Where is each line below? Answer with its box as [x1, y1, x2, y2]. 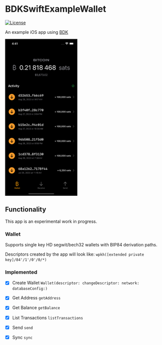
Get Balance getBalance [12, 305, 60, 311]
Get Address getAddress [12, 295, 61, 301]
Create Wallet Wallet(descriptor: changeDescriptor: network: [12, 280, 139, 286]
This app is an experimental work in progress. [5, 218, 97, 224]
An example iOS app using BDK [5, 29, 69, 35]
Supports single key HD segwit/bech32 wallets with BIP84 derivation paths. [5, 242, 158, 248]
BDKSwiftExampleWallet [5, 3, 107, 15]
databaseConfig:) [12, 286, 48, 292]
